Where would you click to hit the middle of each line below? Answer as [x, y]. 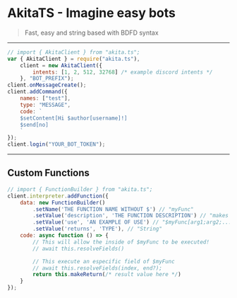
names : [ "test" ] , [45, 98]
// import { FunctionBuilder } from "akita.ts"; [80, 189]
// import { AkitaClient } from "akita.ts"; [74, 52]
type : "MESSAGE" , [45, 105]
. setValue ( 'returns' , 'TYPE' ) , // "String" [97, 229]
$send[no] [35, 125]
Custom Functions [49, 173]
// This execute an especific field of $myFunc [104, 261]
